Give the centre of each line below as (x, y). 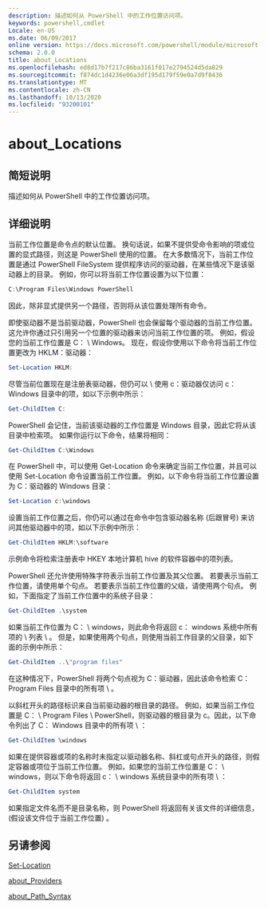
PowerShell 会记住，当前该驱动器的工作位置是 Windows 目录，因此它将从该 (132, 425)
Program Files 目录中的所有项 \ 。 (63, 688)
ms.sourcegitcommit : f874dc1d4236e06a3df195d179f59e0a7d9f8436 (116, 75)
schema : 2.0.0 (32, 53)
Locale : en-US (32, 30)
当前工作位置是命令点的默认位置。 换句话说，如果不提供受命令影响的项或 (128, 244)
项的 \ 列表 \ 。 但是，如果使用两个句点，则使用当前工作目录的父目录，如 (128, 637)
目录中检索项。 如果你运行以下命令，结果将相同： (90, 435)
